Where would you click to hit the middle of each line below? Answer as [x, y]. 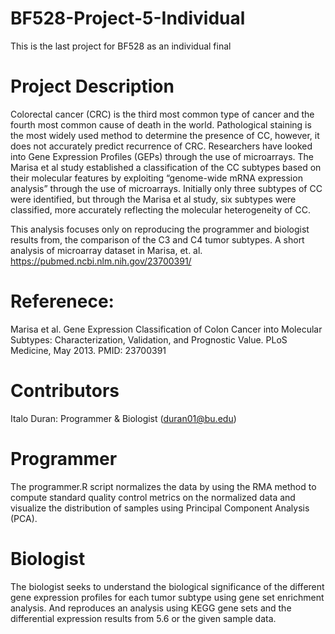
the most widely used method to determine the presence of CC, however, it [165, 135]
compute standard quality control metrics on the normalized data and [153, 497]
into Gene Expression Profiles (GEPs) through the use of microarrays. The [162, 156]
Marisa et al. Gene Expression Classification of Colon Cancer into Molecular [166, 329]
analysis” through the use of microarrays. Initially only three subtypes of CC [166, 188]
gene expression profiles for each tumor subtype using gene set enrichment [167, 597]
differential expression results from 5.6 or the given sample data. [143, 618]
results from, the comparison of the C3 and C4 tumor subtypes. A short [157, 239]
